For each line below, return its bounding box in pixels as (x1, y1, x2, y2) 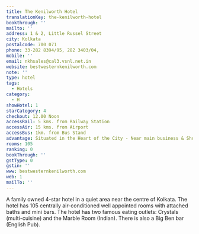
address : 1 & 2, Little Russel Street (6, 31, 102, 37)
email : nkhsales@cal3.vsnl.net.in (6, 58, 92, 64)
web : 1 (6, 174, 23, 180)
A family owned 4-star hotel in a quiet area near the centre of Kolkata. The (6, 195, 188, 203)
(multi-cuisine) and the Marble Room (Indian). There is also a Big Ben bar (6, 214, 184, 222)
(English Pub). (6, 220, 40, 228)
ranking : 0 (6, 146, 33, 152)
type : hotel (6, 75, 36, 81)
